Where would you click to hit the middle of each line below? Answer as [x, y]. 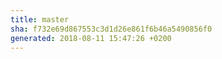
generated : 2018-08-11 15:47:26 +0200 [91, 38]
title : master [40, 19]
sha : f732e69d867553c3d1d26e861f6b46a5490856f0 [111, 29]
